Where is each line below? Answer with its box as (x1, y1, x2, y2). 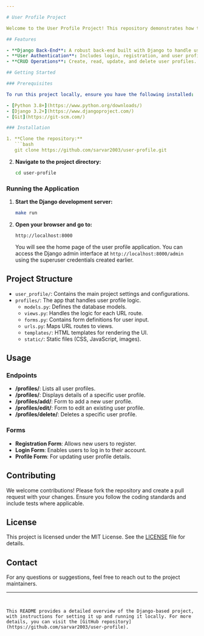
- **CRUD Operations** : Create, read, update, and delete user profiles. (6, 58, 197, 65)
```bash (14, 141, 34, 148)
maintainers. (6, 580, 38, 587)
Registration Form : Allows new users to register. (15, 439, 137, 447)
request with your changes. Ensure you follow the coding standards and (6, 493, 186, 500)
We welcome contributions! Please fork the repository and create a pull (6, 486, 184, 494)
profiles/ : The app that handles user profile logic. (15, 296, 141, 304)
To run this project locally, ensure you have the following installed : (6, 91, 194, 97)
